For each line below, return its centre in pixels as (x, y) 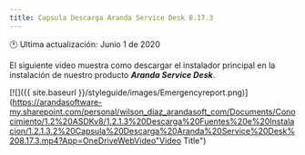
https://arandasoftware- (57, 102)
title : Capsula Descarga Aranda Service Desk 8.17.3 (112, 18)
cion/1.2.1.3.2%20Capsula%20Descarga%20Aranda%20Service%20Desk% (152, 131)
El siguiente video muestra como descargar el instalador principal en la (142, 65)
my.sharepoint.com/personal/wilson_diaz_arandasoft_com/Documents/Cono (152, 111)
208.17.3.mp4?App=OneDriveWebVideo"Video (96, 140)
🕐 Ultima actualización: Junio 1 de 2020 (85, 44)
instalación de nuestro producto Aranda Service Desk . (112, 74)
